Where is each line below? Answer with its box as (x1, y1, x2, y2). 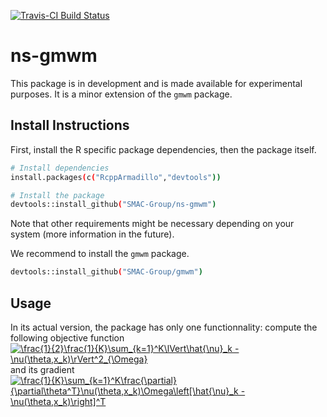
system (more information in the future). (10, 228, 175, 240)
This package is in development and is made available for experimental (10, 77, 303, 89)
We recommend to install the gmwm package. (10, 248, 190, 260)
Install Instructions (10, 117, 130, 134)
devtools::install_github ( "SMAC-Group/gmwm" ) (10, 267, 203, 277)
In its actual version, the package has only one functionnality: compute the (10, 321, 318, 333)
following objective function (10, 331, 125, 344)
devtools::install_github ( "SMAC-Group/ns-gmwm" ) (10, 200, 217, 210)
